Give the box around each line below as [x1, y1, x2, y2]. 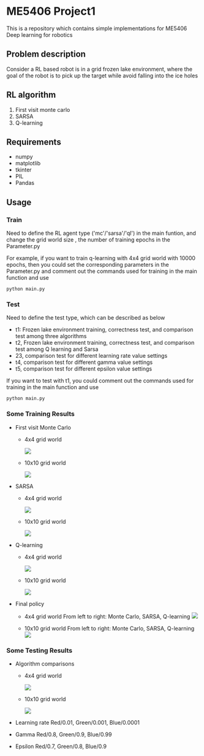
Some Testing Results [6, 646, 73, 655]
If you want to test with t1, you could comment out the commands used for [6, 377, 194, 385]
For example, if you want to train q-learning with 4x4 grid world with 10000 [6, 254, 196, 262]
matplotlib [15, 160, 41, 167]
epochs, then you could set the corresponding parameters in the [6, 261, 170, 269]
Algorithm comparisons [15, 660, 75, 667]
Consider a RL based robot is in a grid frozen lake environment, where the [6, 65, 193, 73]
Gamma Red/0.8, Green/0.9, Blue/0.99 [15, 730, 112, 738]
